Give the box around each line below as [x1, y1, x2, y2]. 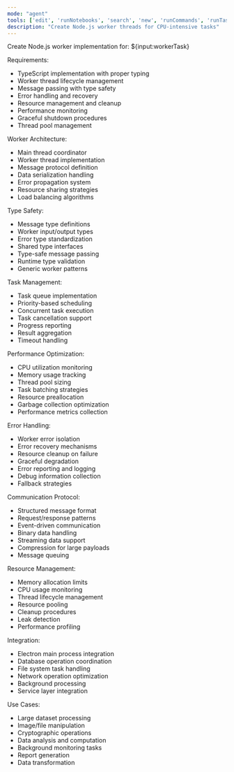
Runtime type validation [17, 257, 86, 265]
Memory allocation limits [17, 578, 88, 587]
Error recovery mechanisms [17, 442, 97, 451]
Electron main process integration [17, 650, 115, 658]
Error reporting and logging [17, 465, 96, 473]
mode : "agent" [7, 10, 49, 17]
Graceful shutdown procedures [17, 114, 107, 122]
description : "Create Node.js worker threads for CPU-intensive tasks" [7, 23, 219, 30]
